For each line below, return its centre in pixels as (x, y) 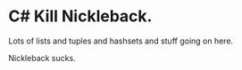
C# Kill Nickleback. (80, 16)
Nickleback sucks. (42, 58)
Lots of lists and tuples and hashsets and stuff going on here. (121, 41)
